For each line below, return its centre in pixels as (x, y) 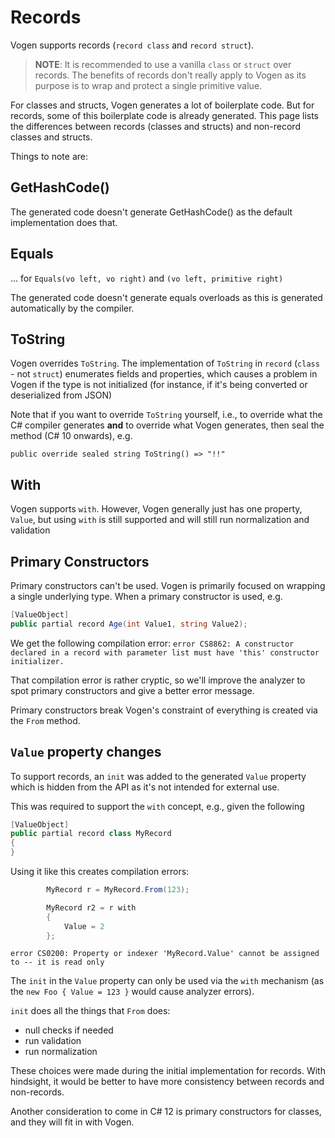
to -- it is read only (57, 962)
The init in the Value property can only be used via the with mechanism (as (167, 981)
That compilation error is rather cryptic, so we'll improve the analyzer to (158, 680)
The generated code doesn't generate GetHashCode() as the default (151, 212)
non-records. (37, 1092)
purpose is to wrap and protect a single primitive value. (148, 85)
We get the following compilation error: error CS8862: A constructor (152, 643)
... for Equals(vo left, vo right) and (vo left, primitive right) (147, 278)
